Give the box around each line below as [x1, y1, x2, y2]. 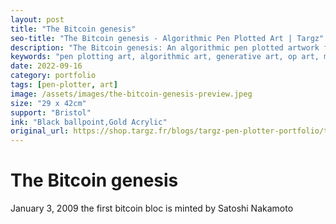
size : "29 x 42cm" [10, 98, 87, 108]
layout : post [10, 14, 65, 25]
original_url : [10, 126, 70, 136]
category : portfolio [10, 71, 97, 81]
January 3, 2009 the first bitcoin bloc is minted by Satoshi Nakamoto [10, 202, 294, 215]
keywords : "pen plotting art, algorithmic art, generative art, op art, [10, 52, 320, 62]
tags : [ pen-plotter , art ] [10, 80, 118, 90]
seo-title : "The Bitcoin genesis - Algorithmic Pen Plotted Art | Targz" [10, 33, 325, 43]
